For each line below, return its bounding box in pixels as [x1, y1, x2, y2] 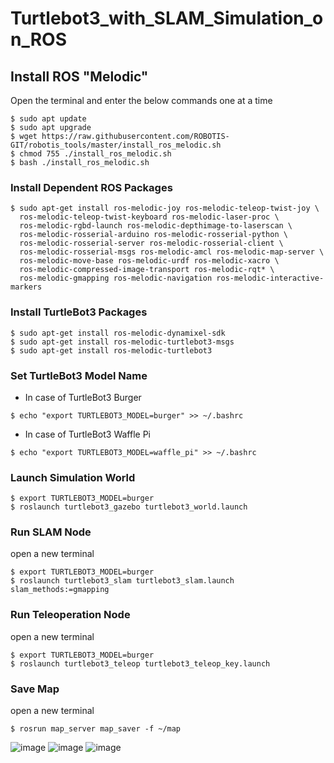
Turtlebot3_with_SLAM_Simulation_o [10, 7, 324, 30]
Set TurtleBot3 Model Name [10, 368, 148, 382]
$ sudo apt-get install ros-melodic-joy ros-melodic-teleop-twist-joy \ [10, 203, 320, 214]
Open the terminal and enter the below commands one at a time [10, 95, 273, 106]
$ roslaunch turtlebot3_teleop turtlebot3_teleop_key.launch [10, 658, 271, 669]
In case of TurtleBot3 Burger [24, 391, 142, 403]
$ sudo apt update [10, 114, 87, 124]
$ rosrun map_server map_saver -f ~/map [10, 724, 182, 734]
